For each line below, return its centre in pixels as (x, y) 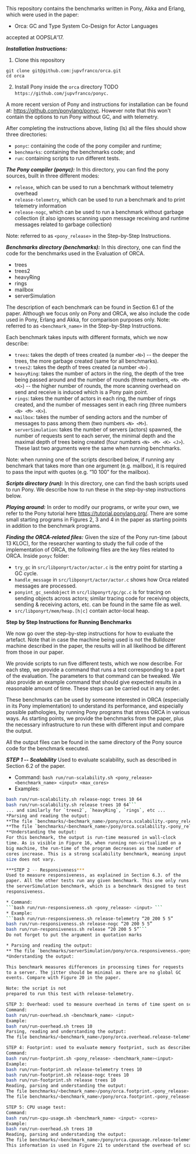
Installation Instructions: (37, 49)
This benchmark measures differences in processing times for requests (95, 967)
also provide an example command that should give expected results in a (94, 682)
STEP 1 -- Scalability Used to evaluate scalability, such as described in (91, 760)
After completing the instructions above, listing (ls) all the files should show (96, 128)
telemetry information (41, 206)
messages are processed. (45, 586)
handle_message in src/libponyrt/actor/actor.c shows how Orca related (101, 580)
